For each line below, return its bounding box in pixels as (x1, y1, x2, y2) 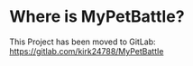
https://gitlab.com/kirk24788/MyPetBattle (9, 45, 164, 56)
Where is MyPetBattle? (9, 6, 185, 27)
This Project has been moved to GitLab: (9, 36, 156, 47)
